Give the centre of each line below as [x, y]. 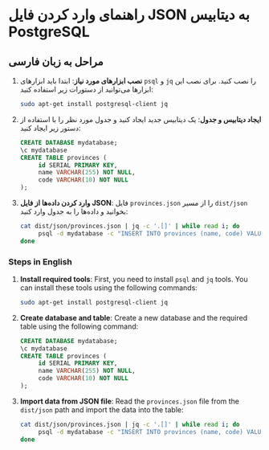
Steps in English [40, 261]
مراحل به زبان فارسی [56, 61]
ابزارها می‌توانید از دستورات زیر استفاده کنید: [87, 89]
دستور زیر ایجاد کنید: [51, 128]
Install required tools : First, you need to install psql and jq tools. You [134, 279]
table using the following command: [79, 326]
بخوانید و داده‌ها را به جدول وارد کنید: [74, 211]
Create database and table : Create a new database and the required [134, 317]
